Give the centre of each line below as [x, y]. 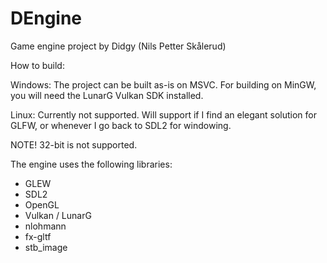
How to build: [37, 65]
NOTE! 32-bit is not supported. [74, 144]
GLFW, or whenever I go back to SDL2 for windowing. [121, 125]
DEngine [46, 18]
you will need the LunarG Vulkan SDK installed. [107, 95]
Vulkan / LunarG [58, 215]
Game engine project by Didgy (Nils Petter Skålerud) [118, 46]
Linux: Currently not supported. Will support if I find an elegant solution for [163, 114]
